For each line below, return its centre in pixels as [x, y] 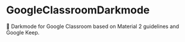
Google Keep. [23, 32]
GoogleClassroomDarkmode [78, 10]
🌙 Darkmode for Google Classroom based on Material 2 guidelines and [93, 26]
